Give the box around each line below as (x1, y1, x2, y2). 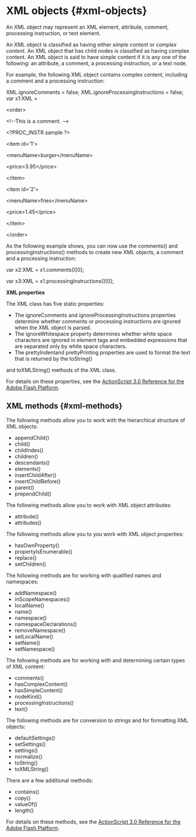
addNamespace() (14, 589, 57, 596)
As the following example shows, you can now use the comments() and (6, 242, 178, 250)
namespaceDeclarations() (14, 620, 77, 627)
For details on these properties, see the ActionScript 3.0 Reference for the (6, 378, 184, 385)
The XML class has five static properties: (6, 300, 105, 307)
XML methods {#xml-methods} (6, 401, 123, 411)
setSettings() (14, 740, 46, 747)
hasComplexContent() (14, 681, 68, 688)
